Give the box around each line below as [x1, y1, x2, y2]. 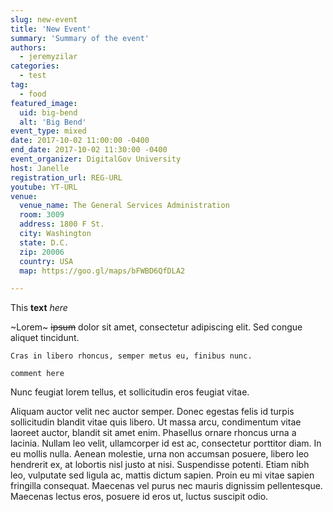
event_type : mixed [10, 126, 87, 136]
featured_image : [10, 98, 78, 108]
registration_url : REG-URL [10, 172, 123, 183]
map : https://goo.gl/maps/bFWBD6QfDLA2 [19, 266, 186, 276]
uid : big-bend [19, 107, 78, 118]
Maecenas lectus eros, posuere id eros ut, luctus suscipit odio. [10, 491, 269, 503]
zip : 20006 [19, 247, 65, 257]
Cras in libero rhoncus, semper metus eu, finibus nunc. [10, 351, 253, 361]
